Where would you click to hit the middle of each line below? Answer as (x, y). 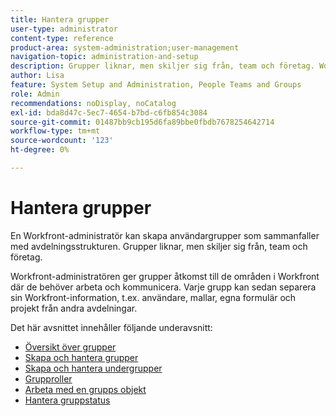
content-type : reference (62, 38)
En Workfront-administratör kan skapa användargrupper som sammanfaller (165, 235)
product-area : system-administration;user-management (125, 47)
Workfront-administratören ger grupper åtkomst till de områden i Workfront (165, 276)
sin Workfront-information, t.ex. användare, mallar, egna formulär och (153, 297)
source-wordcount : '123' (62, 141)
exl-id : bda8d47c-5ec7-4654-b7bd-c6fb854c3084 (109, 112)
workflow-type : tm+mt (55, 131)
